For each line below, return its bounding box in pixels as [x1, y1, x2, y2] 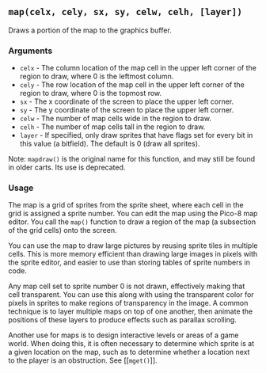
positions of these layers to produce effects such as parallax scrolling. [8, 315, 237, 325]
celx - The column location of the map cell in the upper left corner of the [19, 63, 257, 73]
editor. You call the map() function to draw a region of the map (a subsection [8, 217, 256, 226]
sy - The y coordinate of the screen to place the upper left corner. [19, 105, 234, 115]
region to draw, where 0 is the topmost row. [19, 89, 162, 98]
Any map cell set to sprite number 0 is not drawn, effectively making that [8, 281, 245, 291]
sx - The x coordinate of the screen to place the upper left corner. [19, 97, 234, 106]
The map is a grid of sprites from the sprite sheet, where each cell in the [8, 200, 244, 210]
